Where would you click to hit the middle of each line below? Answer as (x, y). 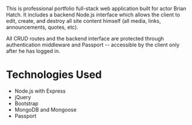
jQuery (23, 97)
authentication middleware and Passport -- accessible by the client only (93, 45)
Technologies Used (54, 75)
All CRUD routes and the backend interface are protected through (85, 38)
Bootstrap (26, 103)
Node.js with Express (40, 91)
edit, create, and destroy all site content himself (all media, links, (83, 21)
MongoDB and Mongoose (46, 109)
